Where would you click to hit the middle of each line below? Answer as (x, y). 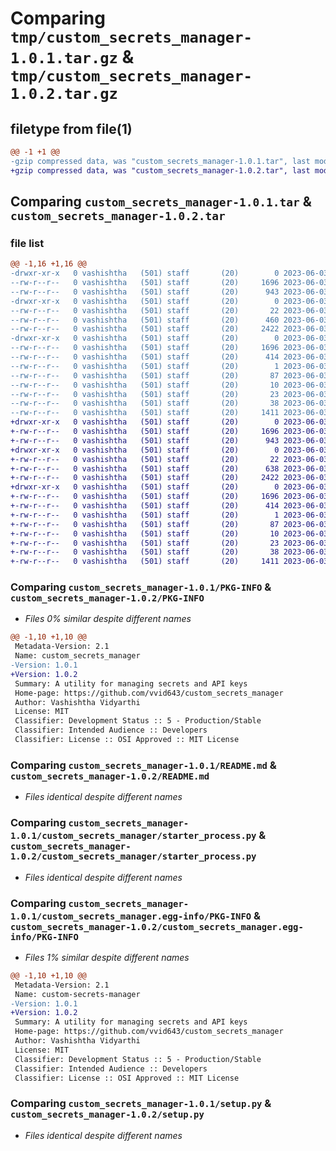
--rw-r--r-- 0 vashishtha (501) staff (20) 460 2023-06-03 (169, 320)
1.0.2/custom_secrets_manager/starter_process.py (133, 856)
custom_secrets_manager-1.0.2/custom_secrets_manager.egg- (157, 926)
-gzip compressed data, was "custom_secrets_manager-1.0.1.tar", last (160, 161)
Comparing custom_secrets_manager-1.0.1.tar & (161, 202)
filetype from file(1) (71, 128)
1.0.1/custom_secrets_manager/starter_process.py (133, 836)
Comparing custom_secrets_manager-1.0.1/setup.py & (141, 1104)
